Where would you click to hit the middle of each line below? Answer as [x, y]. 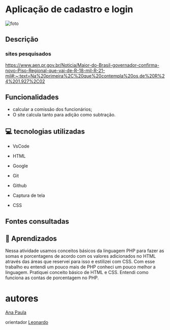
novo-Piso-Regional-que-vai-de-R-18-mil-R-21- [55, 70]
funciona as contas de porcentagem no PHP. [52, 278]
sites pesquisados [28, 54]
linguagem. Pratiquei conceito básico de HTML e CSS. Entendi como [77, 273]
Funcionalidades [32, 97]
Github [20, 186]
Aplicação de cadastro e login [69, 9]
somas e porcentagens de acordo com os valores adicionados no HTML [81, 256]
